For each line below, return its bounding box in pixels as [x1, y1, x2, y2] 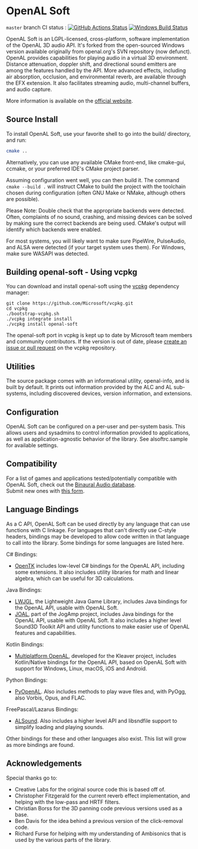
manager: [6, 289, 30, 296]
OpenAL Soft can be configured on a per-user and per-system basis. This [6, 423, 186, 430]
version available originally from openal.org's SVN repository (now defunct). [6, 47, 191, 55]
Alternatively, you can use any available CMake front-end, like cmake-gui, [6, 158, 186, 166]
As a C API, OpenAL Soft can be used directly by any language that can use [6, 520, 190, 527]
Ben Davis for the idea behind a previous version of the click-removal [14, 817, 183, 824]
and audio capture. [6, 85, 52, 93]
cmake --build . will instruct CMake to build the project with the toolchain [6, 183, 186, 190]
